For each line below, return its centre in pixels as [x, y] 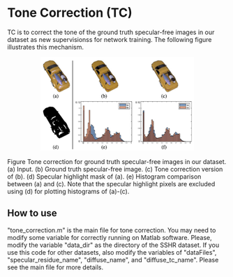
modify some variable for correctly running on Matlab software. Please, [110, 237]
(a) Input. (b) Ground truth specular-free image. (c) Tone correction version [115, 169]
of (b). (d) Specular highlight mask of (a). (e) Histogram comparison [104, 177]
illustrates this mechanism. [45, 47]
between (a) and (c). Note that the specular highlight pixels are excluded [111, 184]
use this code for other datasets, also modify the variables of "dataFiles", [112, 252]
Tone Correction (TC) [70, 13]
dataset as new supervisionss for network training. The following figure [110, 39]
